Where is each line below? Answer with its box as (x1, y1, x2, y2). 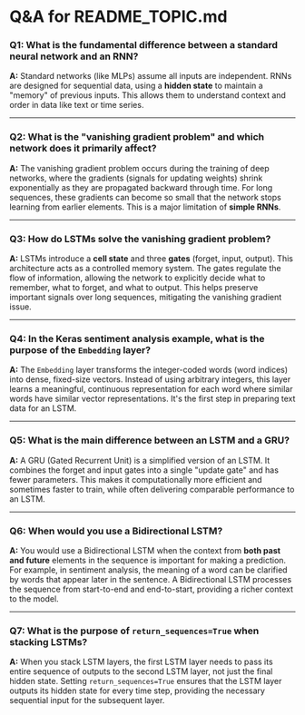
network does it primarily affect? (9, 142, 157, 155)
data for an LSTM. (9, 403, 77, 414)
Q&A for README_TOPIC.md (9, 6, 228, 27)
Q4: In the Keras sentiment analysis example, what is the (9, 333, 265, 345)
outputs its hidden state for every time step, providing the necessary (9, 685, 266, 696)
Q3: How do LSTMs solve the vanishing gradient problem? (9, 232, 271, 245)
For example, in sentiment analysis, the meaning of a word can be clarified (9, 564, 288, 575)
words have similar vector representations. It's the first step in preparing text (9, 393, 296, 405)
